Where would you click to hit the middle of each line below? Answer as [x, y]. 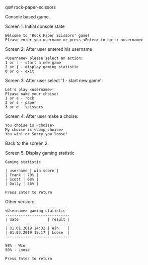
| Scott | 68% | [22, 179]
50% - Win [15, 246]
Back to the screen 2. [27, 143]
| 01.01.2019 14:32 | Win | [37, 228]
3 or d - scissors [24, 107]
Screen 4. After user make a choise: [42, 116]
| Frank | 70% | [22, 175]
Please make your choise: [32, 94]
